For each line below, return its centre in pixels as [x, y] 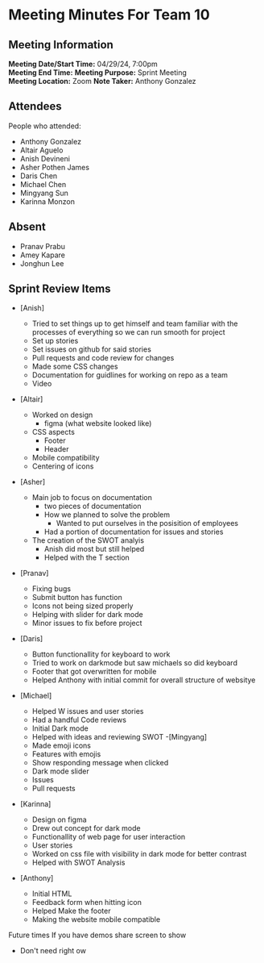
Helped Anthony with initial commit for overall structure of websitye [144, 680]
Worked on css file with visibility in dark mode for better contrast [139, 854]
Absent [27, 227]
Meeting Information [61, 45]
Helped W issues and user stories [88, 711]
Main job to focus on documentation [92, 498]
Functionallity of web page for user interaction [109, 837]
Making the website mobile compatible [96, 919]
